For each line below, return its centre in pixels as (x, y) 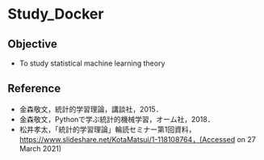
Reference (34, 88)
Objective (33, 44)
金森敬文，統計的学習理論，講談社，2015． (91, 109)
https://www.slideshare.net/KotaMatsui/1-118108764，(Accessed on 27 (137, 139)
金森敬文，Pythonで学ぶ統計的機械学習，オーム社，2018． (117, 119)
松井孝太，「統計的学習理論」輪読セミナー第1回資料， (107, 129)
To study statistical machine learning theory (92, 63)
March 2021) (40, 148)
